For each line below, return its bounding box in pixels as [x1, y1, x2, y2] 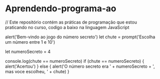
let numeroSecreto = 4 [5, 49, 51, 54]
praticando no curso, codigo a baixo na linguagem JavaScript [5, 24, 130, 30]
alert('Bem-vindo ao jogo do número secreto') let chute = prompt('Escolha [5, 34, 156, 40]
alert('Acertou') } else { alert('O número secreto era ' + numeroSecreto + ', [5, 63, 155, 69]
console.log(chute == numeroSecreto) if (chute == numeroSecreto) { [5, 58, 144, 64]
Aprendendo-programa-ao [5, 3, 116, 14]
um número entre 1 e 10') [5, 39, 55, 45]
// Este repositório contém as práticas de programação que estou [5, 19, 137, 25]
